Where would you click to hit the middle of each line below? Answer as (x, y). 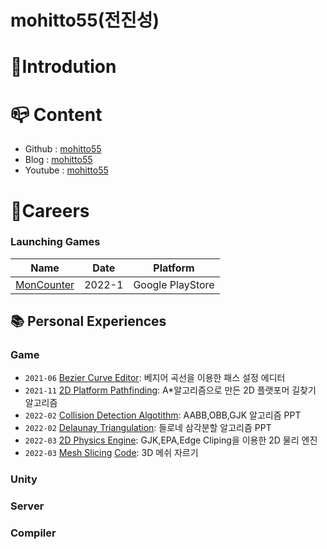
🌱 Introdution (63, 67)
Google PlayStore (174, 284)
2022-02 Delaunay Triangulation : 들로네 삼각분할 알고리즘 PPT (148, 428)
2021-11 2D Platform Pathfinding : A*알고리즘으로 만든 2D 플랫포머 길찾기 (170, 390)
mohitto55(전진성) (85, 20)
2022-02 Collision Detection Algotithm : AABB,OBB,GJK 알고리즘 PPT (163, 415)
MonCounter (45, 284)
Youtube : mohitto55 (66, 170)
